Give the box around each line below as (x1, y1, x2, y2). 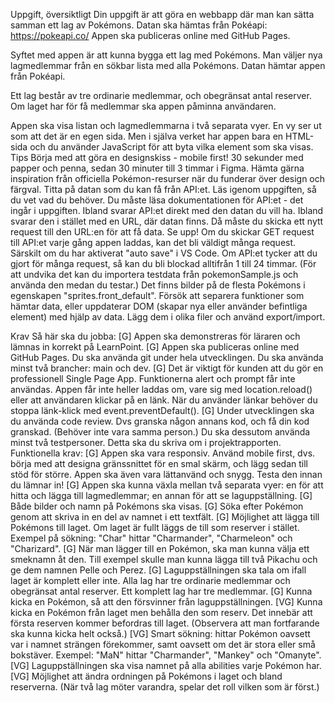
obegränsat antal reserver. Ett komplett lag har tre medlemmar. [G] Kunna (10, 585, 313, 597)
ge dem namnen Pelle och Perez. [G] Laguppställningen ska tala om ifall (10, 564, 307, 576)
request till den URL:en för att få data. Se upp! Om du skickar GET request (10, 226, 315, 238)
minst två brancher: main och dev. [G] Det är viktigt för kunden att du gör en (10, 362, 324, 374)
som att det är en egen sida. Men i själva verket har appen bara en (10, 130, 284, 142)
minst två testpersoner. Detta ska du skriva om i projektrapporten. (10, 437, 282, 448)
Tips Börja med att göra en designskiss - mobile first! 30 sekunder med (10, 152, 304, 163)
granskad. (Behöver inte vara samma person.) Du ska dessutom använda (10, 426, 311, 438)
